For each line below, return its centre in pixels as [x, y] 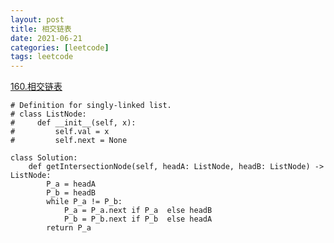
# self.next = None [69, 141]
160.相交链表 [36, 87]
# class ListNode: [48, 114]
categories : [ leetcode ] [60, 47]
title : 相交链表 [41, 29]
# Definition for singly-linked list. [91, 106]
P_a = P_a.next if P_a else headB [138, 211]
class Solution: [44, 158]
